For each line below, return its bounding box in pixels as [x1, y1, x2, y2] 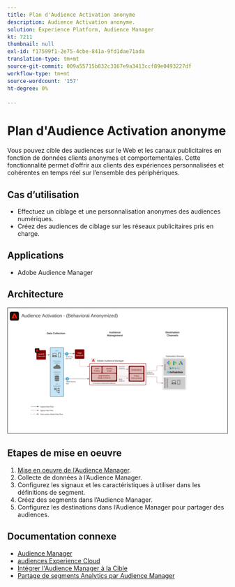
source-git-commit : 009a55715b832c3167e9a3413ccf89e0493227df [7, 63, 192, 70]
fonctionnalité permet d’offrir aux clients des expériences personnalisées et [7, 161, 225, 170]
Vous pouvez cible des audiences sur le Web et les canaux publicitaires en [7, 147, 222, 155]
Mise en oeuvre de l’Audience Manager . [17, 466, 131, 474]
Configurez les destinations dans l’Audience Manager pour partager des [17, 503, 225, 511]
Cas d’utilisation [7, 188, 79, 200]
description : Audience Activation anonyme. [7, 18, 136, 26]
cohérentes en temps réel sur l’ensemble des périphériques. [7, 168, 180, 177]
